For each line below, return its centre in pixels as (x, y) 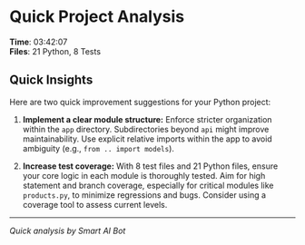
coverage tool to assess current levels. (95, 204)
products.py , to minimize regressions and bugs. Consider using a (144, 195)
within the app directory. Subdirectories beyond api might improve (146, 129)
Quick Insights (51, 80)
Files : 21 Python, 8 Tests (55, 51)
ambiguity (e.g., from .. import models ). (98, 148)
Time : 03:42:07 (39, 42)
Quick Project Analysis (97, 17)
